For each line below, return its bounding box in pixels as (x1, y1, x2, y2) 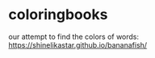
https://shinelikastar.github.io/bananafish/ (8, 40, 148, 49)
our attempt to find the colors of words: (8, 32, 140, 41)
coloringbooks (8, 6, 108, 24)
